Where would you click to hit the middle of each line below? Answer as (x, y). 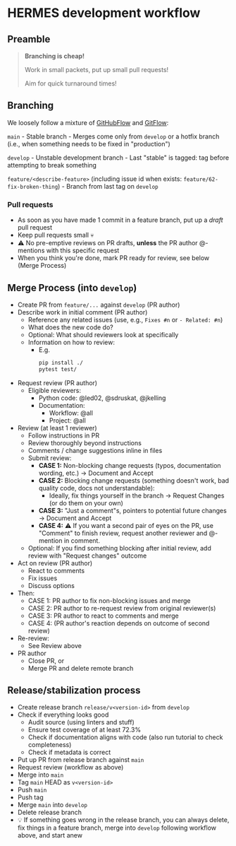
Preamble (29, 39)
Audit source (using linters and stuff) (81, 722)
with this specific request (83, 251)
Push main (32, 790)
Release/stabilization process (74, 691)
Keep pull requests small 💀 (55, 235)
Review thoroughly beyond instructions (85, 442)
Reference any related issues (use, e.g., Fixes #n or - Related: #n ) (125, 319)
